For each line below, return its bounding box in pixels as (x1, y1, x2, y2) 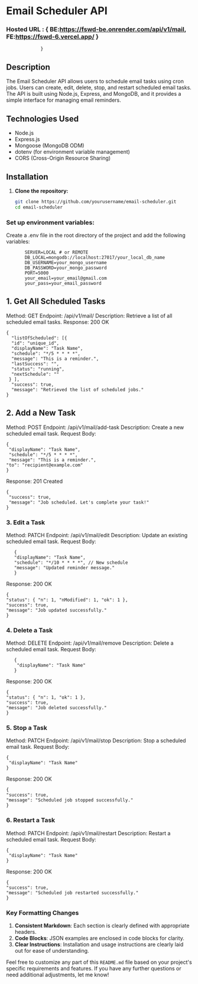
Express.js (14, 136, 40, 143)
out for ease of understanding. (14, 947, 90, 954)
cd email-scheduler (14, 204, 63, 210)
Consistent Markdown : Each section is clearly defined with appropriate (14, 922, 190, 929)
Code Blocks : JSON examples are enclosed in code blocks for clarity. (14, 935, 185, 942)
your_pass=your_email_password (24, 280, 102, 286)
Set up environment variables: (6, 218, 95, 226)
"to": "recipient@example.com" (6, 462, 83, 468)
